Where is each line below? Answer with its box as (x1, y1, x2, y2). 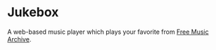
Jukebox (7, 4, 59, 20)
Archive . (7, 35, 32, 43)
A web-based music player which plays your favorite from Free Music (7, 27, 209, 36)
